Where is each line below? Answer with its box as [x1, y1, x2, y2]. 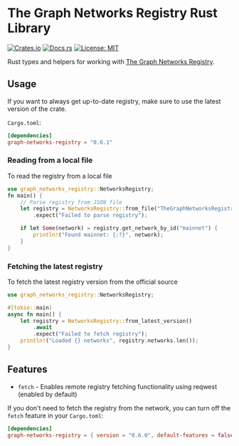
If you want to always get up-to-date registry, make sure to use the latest [7, 97, 221, 105]
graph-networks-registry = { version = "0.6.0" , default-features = [7, 432, 215, 439]
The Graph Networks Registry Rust [7, 5, 218, 21]
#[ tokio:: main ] [7, 304, 53, 311]
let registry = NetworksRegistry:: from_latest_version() [20, 317, 193, 324]
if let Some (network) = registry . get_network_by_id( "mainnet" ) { [20, 225, 218, 232]
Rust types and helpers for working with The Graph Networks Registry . [7, 57, 215, 65]
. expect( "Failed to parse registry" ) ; [33, 212, 148, 219]
